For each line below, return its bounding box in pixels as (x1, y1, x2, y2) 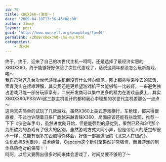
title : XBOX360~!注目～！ (5, 12, 56, 17)
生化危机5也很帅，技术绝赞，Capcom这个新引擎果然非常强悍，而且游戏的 (5, 139, 155, 145)
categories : (5, 40, 30, 45)
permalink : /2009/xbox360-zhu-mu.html (5, 35, 85, 40)
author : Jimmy (5, 21, 35, 26)
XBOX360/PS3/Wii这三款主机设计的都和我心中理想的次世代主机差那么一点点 (5, 95, 160, 102)
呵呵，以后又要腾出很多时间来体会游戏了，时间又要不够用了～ (5, 151, 131, 157)
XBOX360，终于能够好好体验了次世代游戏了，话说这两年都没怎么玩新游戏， (5, 64, 160, 70)
